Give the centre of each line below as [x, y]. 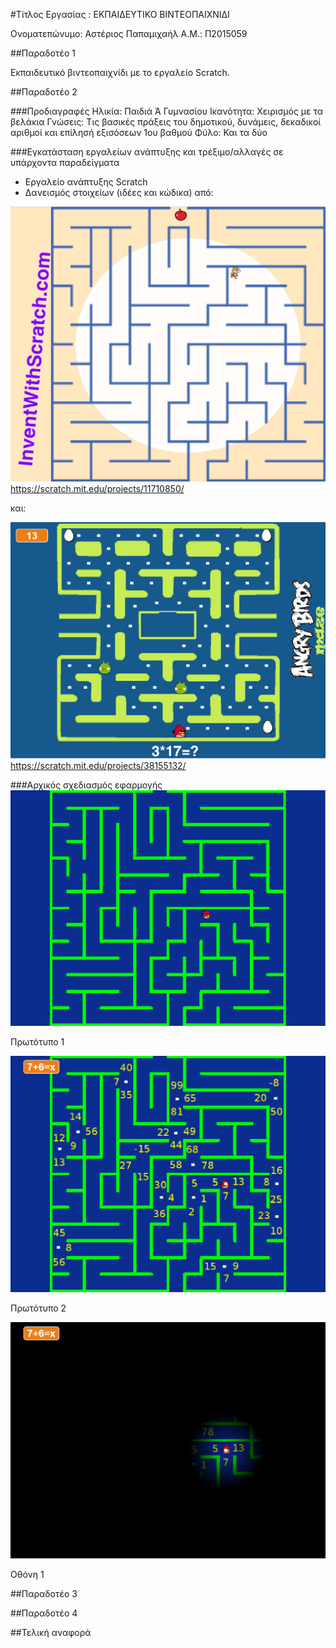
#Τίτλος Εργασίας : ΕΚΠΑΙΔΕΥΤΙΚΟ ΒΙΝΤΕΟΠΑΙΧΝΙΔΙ [120, 14]
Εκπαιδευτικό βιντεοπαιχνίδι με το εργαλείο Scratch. [120, 72]
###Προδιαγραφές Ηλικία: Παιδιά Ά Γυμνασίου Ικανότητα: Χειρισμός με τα [167, 111]
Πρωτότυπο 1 [37, 1042]
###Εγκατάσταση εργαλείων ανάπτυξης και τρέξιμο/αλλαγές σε [147, 152]
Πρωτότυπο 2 [38, 1308]
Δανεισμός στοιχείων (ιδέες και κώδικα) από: [119, 192]
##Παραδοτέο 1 [43, 53]
